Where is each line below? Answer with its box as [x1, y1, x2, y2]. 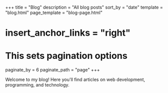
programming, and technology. [5, 82, 70, 88]
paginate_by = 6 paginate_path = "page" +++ [5, 67, 100, 73]
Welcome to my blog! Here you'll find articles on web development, [5, 76, 145, 82]
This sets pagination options [5, 50, 128, 62]
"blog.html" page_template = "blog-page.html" [5, 10, 103, 16]
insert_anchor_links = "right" [5, 27, 131, 39]
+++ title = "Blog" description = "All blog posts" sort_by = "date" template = [5, 5, 163, 10]
